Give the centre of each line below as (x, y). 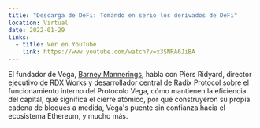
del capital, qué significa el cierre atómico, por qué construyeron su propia (129, 99)
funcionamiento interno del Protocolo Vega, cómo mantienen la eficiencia (127, 91)
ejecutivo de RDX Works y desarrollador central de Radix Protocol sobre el (129, 82)
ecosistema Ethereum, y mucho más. (68, 116)
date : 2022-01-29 (37, 30)
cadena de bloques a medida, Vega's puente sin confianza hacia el (117, 108)
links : (19, 37)
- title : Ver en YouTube (56, 45)
